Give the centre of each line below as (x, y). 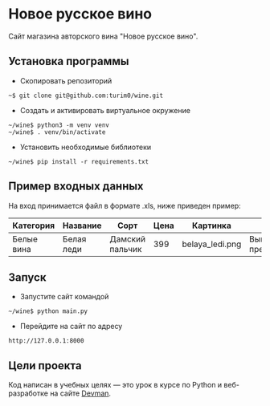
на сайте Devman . (80, 393)
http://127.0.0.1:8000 (46, 341)
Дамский (128, 239)
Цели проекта (45, 365)
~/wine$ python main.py (48, 311)
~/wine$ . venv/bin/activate (57, 132)
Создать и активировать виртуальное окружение (105, 110)
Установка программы (69, 61)
